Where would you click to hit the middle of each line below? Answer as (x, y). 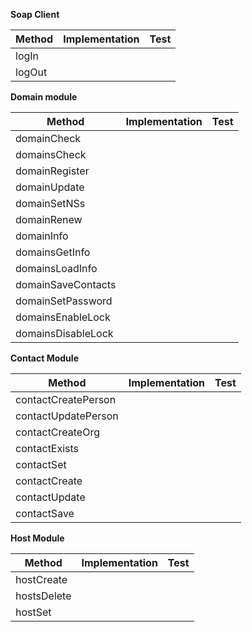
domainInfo (42, 236)
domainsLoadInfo (56, 268)
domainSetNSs (50, 203)
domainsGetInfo (53, 252)
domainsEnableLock (63, 317)
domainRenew (49, 219)
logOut (31, 72)
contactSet (41, 464)
